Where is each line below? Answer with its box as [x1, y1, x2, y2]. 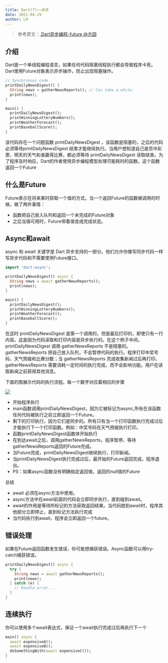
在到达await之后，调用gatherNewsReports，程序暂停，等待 [12, 437, 136, 443]
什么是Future [5, 180, 46, 189]
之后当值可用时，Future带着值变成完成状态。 [12, 218, 106, 224]
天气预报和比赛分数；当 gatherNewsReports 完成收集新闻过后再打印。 [14, 356, 160, 362]
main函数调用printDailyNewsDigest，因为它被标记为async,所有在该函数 [12, 405, 161, 411]
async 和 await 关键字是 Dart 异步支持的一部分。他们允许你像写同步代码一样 [5, 249, 163, 255]
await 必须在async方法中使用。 [12, 490, 78, 496]
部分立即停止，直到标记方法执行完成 [17, 509, 92, 515]
